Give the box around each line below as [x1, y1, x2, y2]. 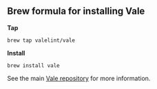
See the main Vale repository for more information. [7, 74, 151, 82]
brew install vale [7, 62, 60, 69]
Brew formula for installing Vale [7, 5, 145, 17]
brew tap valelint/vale [7, 37, 76, 44]
